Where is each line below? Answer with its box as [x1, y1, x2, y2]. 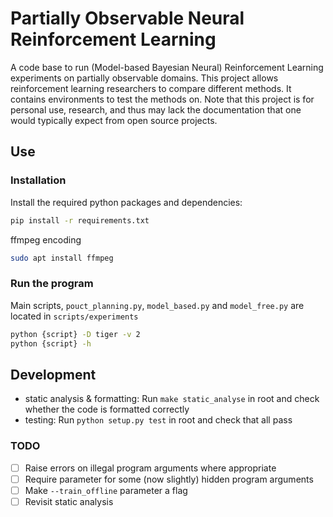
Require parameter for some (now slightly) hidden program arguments [24, 473, 314, 485]
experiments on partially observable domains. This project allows [10, 72, 279, 84]
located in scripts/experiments [10, 310, 139, 322]
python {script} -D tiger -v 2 [10, 329, 141, 339]
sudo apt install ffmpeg [10, 253, 114, 263]
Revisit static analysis [24, 495, 114, 507]
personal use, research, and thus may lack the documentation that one [10, 103, 302, 116]
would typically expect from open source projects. [10, 114, 218, 126]
